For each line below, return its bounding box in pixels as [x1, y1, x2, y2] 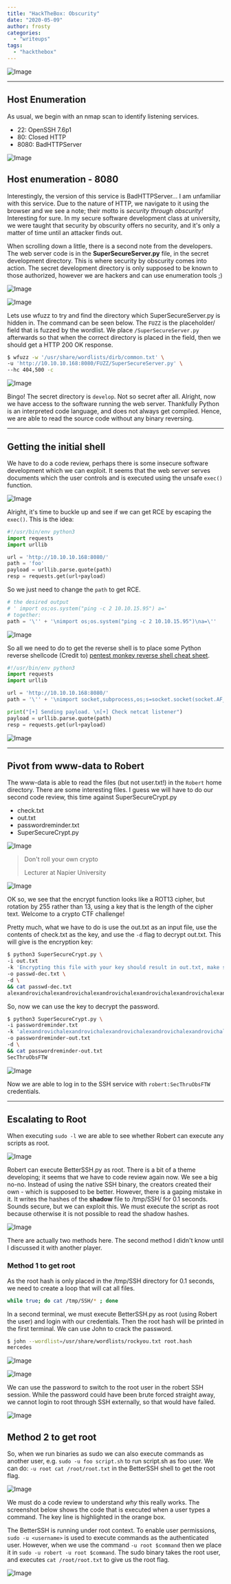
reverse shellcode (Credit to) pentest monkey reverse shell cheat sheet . [7, 651, 210, 659]
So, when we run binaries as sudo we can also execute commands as [7, 1450, 204, 1458]
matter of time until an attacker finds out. [7, 228, 123, 236]
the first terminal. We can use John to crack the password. [7, 1324, 173, 1332]
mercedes [7, 1344, 32, 1351]
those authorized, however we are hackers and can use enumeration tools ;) [7, 271, 223, 279]
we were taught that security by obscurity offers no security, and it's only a [7, 221, 220, 230]
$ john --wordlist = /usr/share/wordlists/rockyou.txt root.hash [7, 1338, 192, 1345]
